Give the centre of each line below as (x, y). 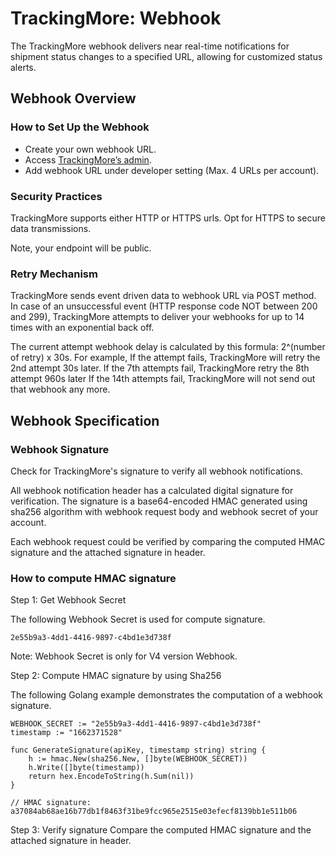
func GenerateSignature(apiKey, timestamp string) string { (138, 750)
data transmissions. (51, 228)
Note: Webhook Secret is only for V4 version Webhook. (124, 656)
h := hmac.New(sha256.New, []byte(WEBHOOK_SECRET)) (138, 759)
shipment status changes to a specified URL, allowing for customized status (166, 56)
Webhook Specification (85, 420)
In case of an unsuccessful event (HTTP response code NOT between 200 (164, 306)
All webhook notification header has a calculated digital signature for (152, 490)
